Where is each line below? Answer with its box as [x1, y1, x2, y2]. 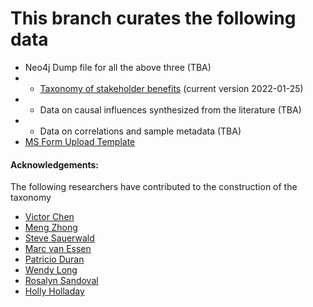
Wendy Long [24, 264, 78, 276]
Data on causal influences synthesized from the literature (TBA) [39, 103, 302, 116]
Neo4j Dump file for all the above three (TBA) [24, 61, 212, 73]
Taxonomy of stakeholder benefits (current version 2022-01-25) [39, 82, 304, 94]
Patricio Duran [24, 253, 85, 266]
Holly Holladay [24, 285, 85, 297]
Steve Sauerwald [24, 232, 95, 244]
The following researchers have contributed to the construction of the [10, 181, 298, 193]
